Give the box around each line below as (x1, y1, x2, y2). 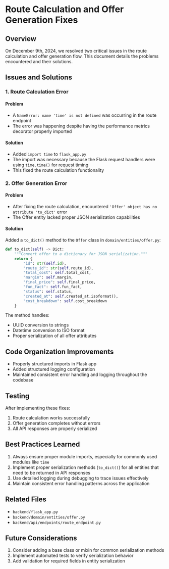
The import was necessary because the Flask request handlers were (12, 156, 155, 162)
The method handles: (5, 312, 49, 318)
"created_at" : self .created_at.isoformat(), (23, 294, 119, 299)
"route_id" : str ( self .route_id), (23, 265, 94, 271)
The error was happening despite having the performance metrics (12, 123, 150, 129)
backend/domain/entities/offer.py (12, 514, 85, 520)
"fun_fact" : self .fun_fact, (23, 284, 82, 290)
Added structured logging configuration (12, 366, 95, 372)
